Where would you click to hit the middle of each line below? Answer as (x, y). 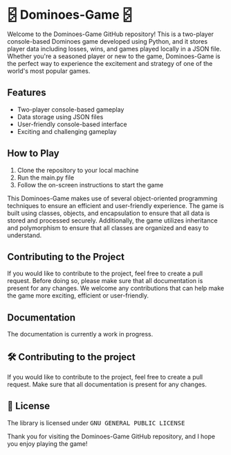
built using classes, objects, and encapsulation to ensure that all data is (109, 213)
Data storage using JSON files (60, 117)
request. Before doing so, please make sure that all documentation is (105, 281)
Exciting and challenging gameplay (67, 131)
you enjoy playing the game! (47, 443)
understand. (25, 235)
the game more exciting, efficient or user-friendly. (78, 295)
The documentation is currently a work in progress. (80, 334)
